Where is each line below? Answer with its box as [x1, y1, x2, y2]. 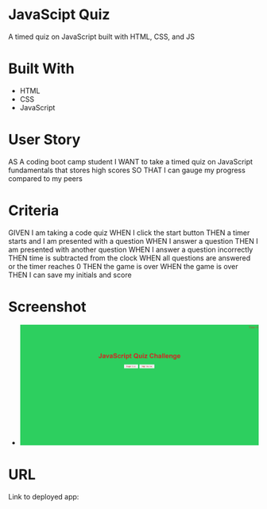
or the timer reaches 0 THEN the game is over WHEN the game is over [8, 261, 238, 271]
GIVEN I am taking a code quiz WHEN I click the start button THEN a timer [8, 228, 250, 237]
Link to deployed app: [8, 492, 79, 501]
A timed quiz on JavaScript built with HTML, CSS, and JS [8, 32, 195, 41]
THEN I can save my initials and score [8, 270, 133, 280]
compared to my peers [8, 173, 83, 183]
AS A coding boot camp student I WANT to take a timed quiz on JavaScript [8, 156, 253, 166]
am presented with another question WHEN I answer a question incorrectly [8, 245, 253, 254]
